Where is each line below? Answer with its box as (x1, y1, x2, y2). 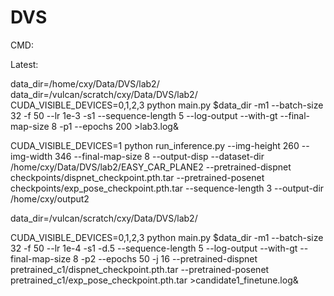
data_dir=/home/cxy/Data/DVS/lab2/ (10, 77, 160, 90)
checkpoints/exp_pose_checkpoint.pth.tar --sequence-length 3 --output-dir (10, 182, 325, 194)
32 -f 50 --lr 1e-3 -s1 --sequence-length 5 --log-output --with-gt (10, 109, 278, 121)
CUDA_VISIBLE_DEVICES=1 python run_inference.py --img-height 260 (10, 139, 300, 151)
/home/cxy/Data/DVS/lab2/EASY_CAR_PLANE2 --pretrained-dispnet (10, 161, 292, 173)
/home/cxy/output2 (10, 192, 90, 205)
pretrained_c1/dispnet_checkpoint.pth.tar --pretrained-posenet (10, 263, 270, 275)
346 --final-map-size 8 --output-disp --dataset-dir (54, 150, 265, 162)
